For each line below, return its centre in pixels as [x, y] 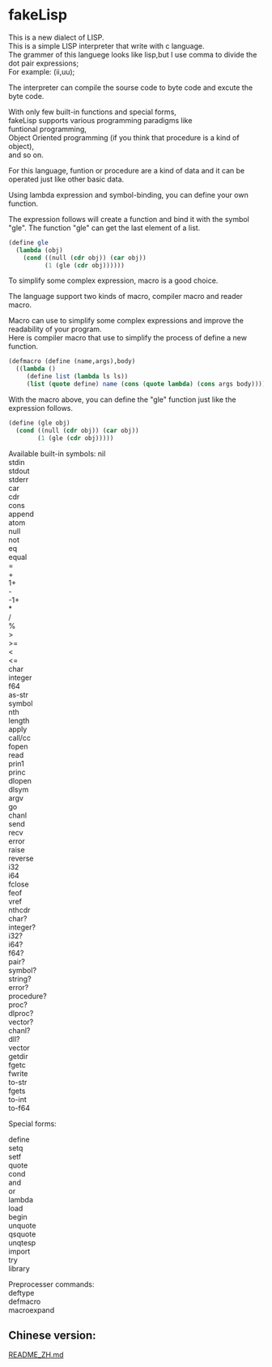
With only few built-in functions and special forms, [92, 112]
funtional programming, [48, 129]
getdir [18, 1056]
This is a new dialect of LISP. [56, 37]
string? [20, 979]
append [21, 514]
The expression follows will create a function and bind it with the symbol [129, 219]
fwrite [18, 1073]
